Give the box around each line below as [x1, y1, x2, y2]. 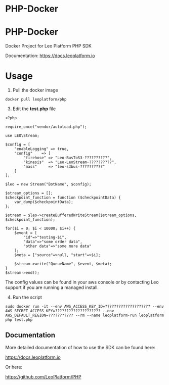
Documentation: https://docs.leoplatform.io [5, 53, 95, 59]
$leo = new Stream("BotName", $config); [5, 182, 92, 187]
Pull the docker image [12, 87, 58, 93]
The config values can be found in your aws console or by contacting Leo [5, 279, 159, 285]
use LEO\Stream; [5, 133, 39, 138]
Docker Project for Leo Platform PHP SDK [5, 43, 92, 49]
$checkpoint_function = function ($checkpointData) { [5, 195, 121, 200]
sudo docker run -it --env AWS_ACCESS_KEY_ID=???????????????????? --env [5, 304, 164, 309]
